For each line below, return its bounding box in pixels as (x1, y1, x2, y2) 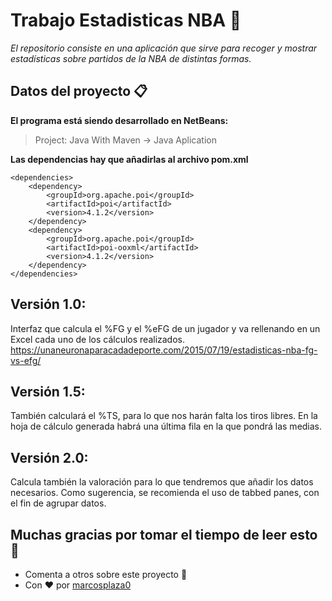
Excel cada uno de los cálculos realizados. (10, 333, 186, 345)
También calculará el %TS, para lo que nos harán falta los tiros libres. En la (10, 410, 318, 422)
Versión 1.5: (10, 383, 86, 400)
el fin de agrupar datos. (10, 497, 107, 509)
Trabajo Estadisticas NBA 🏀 (10, 9, 242, 32)
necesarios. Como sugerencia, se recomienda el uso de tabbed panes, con (10, 487, 320, 499)
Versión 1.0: (10, 296, 87, 313)
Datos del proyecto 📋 (10, 83, 148, 100)
